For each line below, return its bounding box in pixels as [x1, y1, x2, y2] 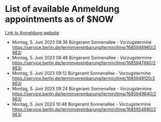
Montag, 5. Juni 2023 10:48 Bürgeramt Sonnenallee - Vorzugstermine [12, 101, 151, 107]
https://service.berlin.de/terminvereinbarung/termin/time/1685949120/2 [12, 75, 156, 81]
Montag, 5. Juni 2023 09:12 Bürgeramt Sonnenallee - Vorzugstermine [12, 70, 151, 76]
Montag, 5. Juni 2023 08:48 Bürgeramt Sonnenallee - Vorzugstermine [12, 54, 152, 60]
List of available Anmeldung [5, 3, 119, 15]
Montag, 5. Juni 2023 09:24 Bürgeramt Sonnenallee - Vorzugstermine [12, 86, 152, 91]
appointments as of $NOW [5, 14, 114, 25]
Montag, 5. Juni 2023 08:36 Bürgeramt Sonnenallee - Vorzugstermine [12, 39, 152, 45]
